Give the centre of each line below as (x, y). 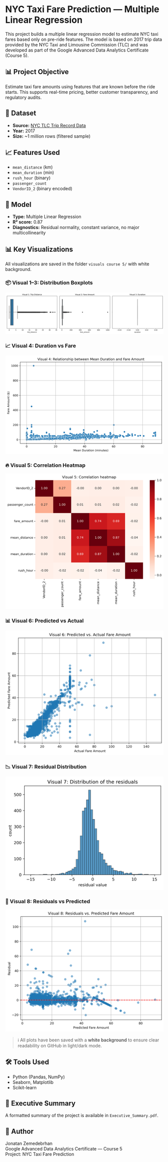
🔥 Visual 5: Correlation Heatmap (45, 465)
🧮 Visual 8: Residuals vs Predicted (48, 901)
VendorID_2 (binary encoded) (43, 189)
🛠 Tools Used (27, 1062)
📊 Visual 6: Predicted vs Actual (45, 621)
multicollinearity (29, 233)
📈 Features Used (33, 152)
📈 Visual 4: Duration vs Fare (41, 346)
